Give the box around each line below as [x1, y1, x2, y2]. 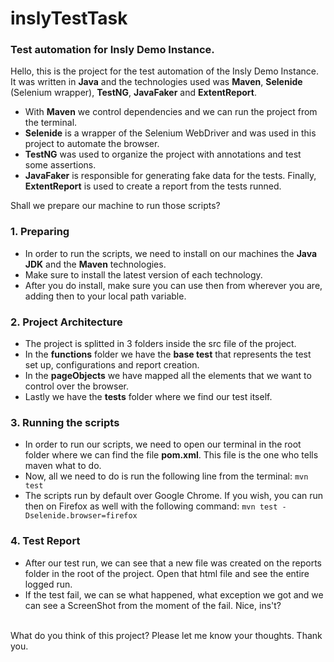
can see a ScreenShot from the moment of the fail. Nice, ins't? [24, 599, 282, 611]
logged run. [24, 578, 73, 590]
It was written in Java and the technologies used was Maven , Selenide [10, 76, 303, 88]
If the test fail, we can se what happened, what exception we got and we [24, 588, 324, 601]
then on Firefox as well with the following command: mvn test [24, 500, 278, 512]
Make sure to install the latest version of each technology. [24, 268, 263, 281]
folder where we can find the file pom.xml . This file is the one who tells [24, 449, 319, 461]
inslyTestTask [10, 7, 128, 30]
